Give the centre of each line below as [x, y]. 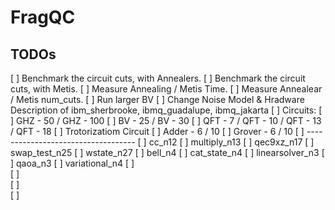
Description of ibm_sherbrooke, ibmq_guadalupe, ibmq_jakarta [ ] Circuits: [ [166, 110]
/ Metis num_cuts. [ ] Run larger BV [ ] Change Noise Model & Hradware [157, 99]
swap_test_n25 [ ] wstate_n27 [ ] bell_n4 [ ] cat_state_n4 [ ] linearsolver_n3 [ [167, 152]
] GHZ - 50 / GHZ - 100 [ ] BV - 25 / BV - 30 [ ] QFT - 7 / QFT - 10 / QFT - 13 [166, 120]
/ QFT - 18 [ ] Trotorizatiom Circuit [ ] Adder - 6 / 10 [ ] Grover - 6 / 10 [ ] [157, 131]
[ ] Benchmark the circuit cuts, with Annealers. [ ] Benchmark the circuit [158, 78]
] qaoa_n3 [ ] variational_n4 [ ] [72, 163]
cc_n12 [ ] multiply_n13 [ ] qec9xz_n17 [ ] [231, 142]
